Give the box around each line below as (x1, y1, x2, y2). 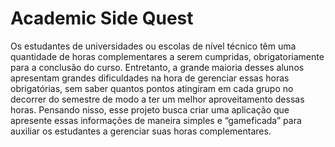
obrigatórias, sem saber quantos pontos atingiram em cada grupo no (10, 82, 294, 94)
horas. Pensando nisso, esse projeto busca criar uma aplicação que (10, 103, 290, 116)
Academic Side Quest (10, 7, 194, 30)
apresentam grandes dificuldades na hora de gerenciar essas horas (10, 72, 290, 84)
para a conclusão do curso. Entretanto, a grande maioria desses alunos (10, 61, 305, 73)
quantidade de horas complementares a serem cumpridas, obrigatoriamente (10, 50, 325, 62)
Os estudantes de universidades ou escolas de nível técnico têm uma (10, 40, 297, 52)
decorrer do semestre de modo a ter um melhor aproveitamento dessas (10, 93, 305, 105)
